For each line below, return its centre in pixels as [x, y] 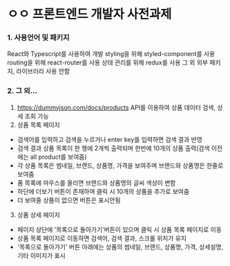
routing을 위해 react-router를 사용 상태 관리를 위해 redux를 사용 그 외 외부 [108, 62]
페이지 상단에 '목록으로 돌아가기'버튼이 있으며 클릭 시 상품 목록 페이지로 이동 [119, 229]
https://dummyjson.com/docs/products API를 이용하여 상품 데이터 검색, [116, 107]
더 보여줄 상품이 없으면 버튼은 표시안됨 [69, 200]
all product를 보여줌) [59, 157]
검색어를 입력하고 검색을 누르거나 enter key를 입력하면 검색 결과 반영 [109, 139]
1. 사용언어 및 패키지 [39, 37]
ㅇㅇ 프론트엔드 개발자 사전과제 [89, 14]
